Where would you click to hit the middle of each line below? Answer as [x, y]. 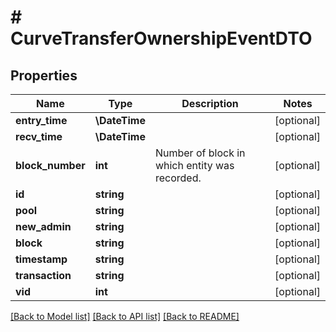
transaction [43, 275]
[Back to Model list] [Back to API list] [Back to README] [125, 316]
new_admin [43, 226]
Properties [44, 75]
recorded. [178, 178]
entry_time [41, 120]
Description [210, 103]
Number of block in [200, 153]
